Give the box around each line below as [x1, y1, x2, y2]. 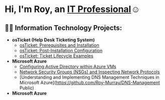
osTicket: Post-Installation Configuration [19, 48, 103, 53]
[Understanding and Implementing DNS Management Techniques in [19, 74, 159, 80]
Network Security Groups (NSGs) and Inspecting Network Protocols [19, 69, 160, 75]
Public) [19, 85, 35, 91]
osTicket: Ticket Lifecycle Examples [19, 53, 94, 59]
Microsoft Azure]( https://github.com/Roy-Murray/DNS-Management [19, 79, 160, 85]
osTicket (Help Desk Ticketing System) [12, 37, 95, 43]
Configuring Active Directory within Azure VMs [19, 64, 116, 69]
